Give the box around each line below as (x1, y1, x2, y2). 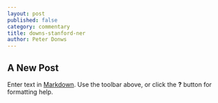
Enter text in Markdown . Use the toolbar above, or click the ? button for (7, 80, 212, 88)
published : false (7, 17, 58, 24)
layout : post (7, 10, 45, 17)
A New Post (7, 62, 59, 74)
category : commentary (7, 23, 71, 30)
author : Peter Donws (7, 36, 68, 43)
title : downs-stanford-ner (7, 29, 86, 37)
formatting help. (7, 88, 54, 96)
